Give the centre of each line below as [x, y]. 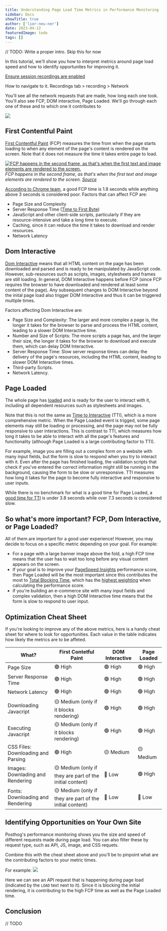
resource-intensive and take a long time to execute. [65, 220]
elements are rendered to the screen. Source [51, 179]
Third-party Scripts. [33, 367]
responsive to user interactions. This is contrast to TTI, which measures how [83, 431]
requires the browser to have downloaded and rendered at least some [77, 284]
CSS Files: [19, 747]
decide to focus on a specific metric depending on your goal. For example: [82, 544]
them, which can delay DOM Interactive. [53, 346]
